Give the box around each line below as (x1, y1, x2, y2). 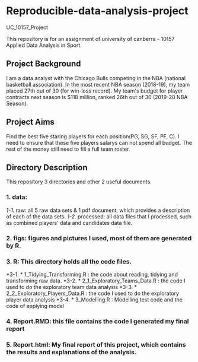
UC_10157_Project (6, 24, 49, 31)
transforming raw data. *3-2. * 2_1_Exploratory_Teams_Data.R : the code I (6, 277, 186, 284)
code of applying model (6, 302, 64, 309)
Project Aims (6, 117, 55, 127)
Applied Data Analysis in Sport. (6, 42, 82, 49)
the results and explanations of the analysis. (6, 348, 137, 356)
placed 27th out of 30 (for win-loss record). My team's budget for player (6, 87, 183, 94)
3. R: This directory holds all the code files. (6, 257, 132, 265)
